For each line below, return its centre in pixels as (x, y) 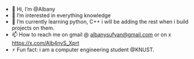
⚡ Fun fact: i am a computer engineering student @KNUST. (83, 50)
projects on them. (33, 28)
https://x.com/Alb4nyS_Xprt (45, 43)
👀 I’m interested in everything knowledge (61, 15)
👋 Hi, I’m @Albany (34, 9)
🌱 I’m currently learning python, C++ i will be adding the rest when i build (100, 22)
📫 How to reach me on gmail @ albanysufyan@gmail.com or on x (91, 35)
